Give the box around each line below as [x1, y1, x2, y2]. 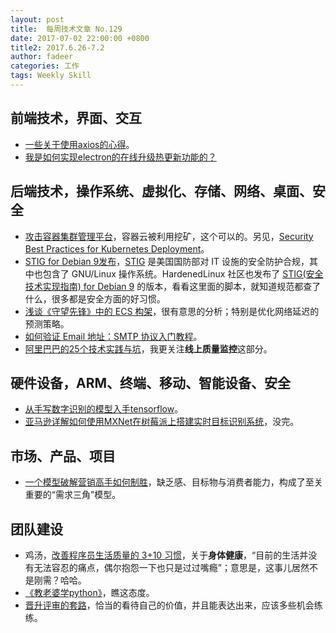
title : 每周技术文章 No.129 [10, 24, 123, 34]
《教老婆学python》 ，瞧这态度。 [24, 586, 155, 598]
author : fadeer [10, 52, 74, 62]
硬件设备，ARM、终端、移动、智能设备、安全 [10, 374, 292, 391]
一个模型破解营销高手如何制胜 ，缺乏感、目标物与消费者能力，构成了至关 [24, 476, 323, 488]
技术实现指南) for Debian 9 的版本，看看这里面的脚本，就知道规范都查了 [24, 280, 322, 292]
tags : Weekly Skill [10, 71, 92, 81]
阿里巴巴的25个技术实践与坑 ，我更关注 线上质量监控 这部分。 [24, 342, 273, 355]
